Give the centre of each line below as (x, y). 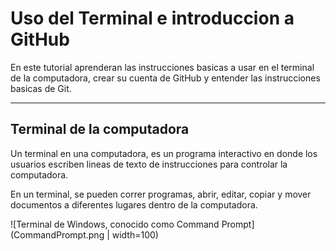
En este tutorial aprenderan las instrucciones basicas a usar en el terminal (162, 67)
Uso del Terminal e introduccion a (152, 18)
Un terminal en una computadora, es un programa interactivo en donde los (164, 153)
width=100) (135, 234)
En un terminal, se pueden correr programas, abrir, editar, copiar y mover (161, 194)
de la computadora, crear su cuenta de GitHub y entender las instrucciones (165, 78)
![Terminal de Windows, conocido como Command (115, 224)
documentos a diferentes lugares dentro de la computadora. (134, 204)
